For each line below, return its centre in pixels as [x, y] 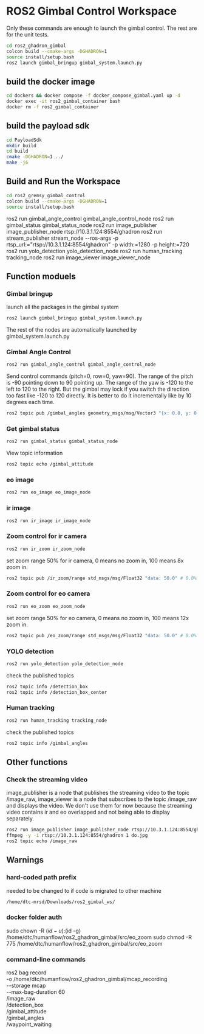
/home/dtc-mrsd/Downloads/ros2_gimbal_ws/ [61, 902]
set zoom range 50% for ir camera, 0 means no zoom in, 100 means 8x [95, 561]
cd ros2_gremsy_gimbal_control [46, 195]
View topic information [35, 453]
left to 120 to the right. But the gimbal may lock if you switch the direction [98, 389]
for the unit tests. [28, 34]
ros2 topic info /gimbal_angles [47, 743]
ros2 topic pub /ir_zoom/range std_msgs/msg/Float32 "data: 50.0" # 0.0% [102, 578]
